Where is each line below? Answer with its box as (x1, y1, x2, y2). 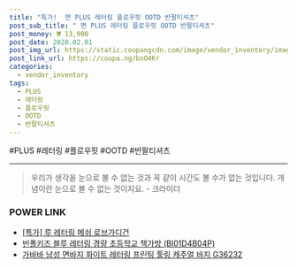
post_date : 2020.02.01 (9, 37, 93, 47)
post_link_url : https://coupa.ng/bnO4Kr (9, 54, 161, 63)
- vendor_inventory (17, 71, 89, 80)
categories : (9, 63, 53, 72)
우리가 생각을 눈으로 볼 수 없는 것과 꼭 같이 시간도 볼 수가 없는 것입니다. (30, 172, 276, 182)
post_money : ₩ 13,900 (9, 29, 89, 38)
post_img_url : (9, 46, 62, 55)
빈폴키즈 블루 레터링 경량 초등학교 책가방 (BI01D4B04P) (21, 238, 216, 249)
